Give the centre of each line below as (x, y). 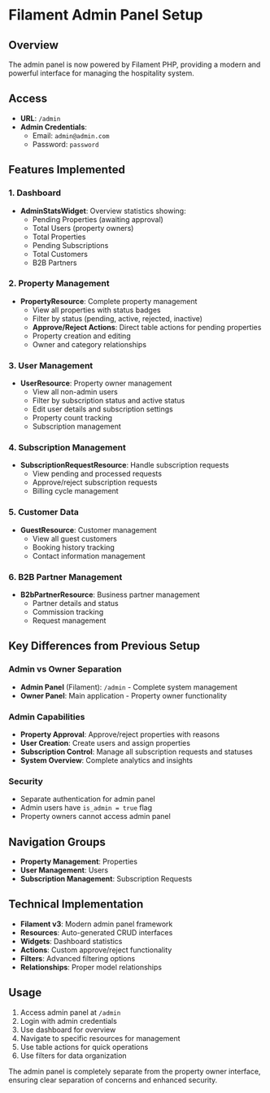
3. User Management (51, 365)
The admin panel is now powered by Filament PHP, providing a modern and (135, 64)
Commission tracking (68, 612)
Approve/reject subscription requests (95, 482)
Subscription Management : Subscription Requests (106, 879)
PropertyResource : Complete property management (109, 301)
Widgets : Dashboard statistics (71, 941)
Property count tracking (72, 418)
